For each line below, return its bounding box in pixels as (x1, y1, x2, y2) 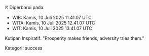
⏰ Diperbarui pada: (5, 5, 45, 10)
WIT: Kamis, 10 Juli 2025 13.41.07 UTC (12, 25, 92, 31)
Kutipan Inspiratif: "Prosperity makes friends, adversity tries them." (5, 35, 144, 41)
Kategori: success (5, 45, 43, 51)
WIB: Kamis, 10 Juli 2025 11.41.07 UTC (12, 15, 92, 20)
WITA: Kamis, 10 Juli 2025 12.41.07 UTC (12, 20, 95, 26)
